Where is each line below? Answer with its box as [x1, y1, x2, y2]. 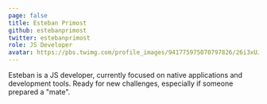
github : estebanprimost [8, 26, 87, 34]
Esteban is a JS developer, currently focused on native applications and [8, 71, 243, 79]
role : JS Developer [8, 41, 73, 49]
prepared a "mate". [8, 87, 71, 96]
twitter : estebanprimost [8, 33, 91, 42]
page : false [8, 11, 48, 20]
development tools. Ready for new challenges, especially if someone [8, 79, 234, 88]
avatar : [8, 48, 34, 56]
